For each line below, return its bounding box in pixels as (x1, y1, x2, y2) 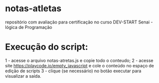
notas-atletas (5, 3, 62, 14)
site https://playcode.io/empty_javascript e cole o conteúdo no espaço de (5, 62, 154, 68)
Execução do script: (5, 41, 88, 53)
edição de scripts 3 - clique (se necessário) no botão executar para (5, 68, 141, 74)
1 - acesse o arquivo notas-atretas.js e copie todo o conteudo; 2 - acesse (5, 57, 154, 63)
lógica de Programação (5, 24, 53, 30)
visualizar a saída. (5, 73, 42, 79)
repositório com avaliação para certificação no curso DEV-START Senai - (5, 19, 153, 25)
